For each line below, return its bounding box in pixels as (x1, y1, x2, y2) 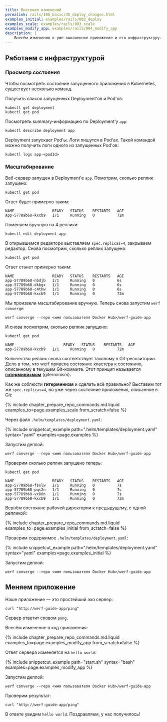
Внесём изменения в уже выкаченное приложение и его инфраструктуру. (14, 36, 162, 41)
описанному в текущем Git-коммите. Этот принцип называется (5, 366, 141, 372)
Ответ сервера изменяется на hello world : (5, 649, 97, 655)
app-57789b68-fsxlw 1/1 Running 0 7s (5, 483, 122, 488)
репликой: (5, 510, 27, 516)
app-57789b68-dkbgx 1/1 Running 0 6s (5, 282, 122, 287)
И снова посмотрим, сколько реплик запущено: (5, 324, 108, 330)
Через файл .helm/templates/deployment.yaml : (5, 416, 102, 422)
